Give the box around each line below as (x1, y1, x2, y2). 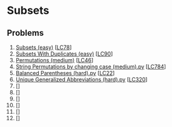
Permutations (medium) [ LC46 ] (15, 57, 94, 63)
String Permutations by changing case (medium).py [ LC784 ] (15, 63, 166, 70)
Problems (7, 28, 44, 38)
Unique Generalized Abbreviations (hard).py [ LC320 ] (15, 76, 148, 83)
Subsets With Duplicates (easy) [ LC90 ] (15, 50, 113, 57)
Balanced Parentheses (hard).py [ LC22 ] (15, 70, 115, 76)
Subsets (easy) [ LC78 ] (15, 44, 72, 51)
